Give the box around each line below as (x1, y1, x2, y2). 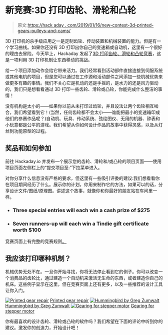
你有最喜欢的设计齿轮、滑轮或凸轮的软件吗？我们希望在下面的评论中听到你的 (5, 318, 163, 324)
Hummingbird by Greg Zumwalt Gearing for (5, 302, 154, 308)
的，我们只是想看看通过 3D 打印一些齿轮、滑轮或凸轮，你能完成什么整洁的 (5, 86, 158, 92)
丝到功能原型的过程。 (5, 128, 49, 134)
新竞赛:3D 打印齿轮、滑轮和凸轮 (5, 4, 136, 16)
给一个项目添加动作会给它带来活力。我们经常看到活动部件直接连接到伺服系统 (5, 67, 163, 73)
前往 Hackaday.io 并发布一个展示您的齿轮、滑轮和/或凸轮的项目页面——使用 (5, 158, 162, 164)
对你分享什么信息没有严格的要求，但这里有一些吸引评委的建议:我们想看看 (5, 175, 156, 181)
